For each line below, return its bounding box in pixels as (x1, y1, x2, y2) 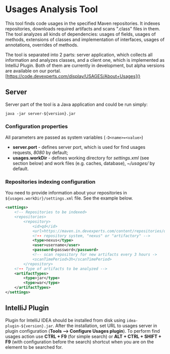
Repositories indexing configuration (5, 178, 96, 185)
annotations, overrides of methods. (5, 42, 78, 48)
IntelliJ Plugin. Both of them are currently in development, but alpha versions (5, 62, 165, 68)
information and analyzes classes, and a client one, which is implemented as (5, 57, 165, 63)
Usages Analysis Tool (5, 4, 98, 15)
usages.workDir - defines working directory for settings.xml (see (12, 155, 149, 161)
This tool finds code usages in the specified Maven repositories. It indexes (5, 20, 160, 26)
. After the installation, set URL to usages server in (53, 323, 157, 329)
